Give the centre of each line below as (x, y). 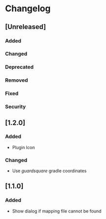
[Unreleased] (26, 27)
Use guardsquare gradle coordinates (49, 171)
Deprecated (20, 67)
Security (15, 107)
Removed (17, 80)
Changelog (28, 9)
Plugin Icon (23, 147)
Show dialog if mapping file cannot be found (57, 211)
